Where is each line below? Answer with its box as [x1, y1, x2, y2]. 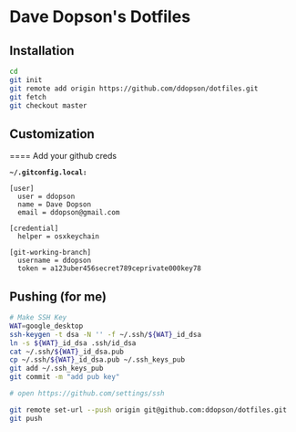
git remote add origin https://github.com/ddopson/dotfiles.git [9, 84, 259, 93]
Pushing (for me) [9, 289, 107, 304]
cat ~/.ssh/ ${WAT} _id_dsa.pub [9, 347, 125, 356]
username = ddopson [17, 256, 92, 266]
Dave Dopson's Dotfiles [9, 6, 191, 27]
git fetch [9, 92, 47, 101]
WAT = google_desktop [9, 321, 84, 331]
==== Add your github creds [9, 151, 117, 162]
